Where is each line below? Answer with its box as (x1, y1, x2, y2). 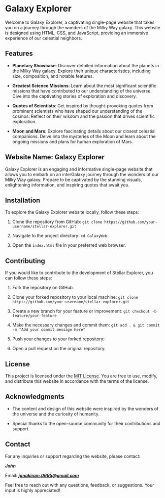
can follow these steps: (5, 275, 53, 281)
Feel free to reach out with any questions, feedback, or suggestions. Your (5, 482, 154, 488)
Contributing (5, 257, 45, 265)
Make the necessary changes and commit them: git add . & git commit (12, 322, 160, 328)
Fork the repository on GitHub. (12, 285, 74, 291)
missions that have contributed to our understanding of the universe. (12, 88, 152, 94)
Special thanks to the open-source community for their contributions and (12, 420, 161, 426)
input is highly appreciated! (5, 487, 61, 493)
